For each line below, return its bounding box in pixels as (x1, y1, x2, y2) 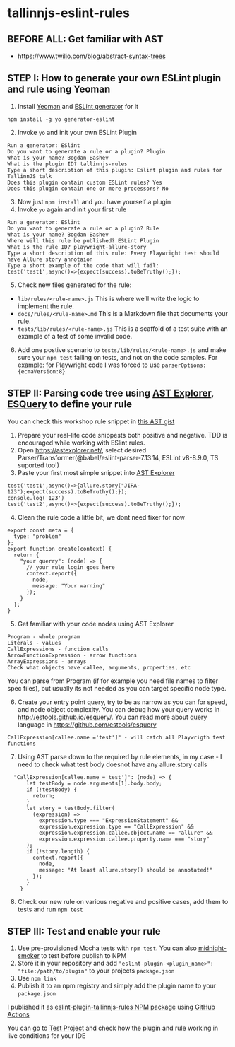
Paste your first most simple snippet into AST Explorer (17, 468, 175, 476)
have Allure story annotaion (7, 256, 93, 263)
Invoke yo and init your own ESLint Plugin (17, 128, 138, 136)
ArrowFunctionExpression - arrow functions (7, 652, 138, 659)
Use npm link (17, 974, 56, 983)
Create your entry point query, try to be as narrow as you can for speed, (17, 698, 227, 706)
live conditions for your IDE (7, 1031, 86, 1040)
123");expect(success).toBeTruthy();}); (7, 488, 128, 496)
